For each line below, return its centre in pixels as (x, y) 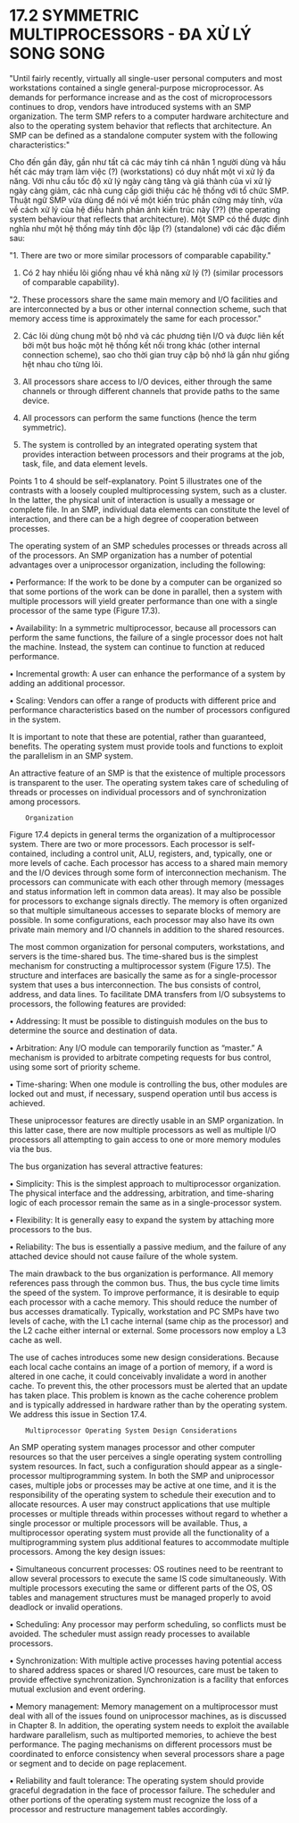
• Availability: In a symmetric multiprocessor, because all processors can (143, 627)
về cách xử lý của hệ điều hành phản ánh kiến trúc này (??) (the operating (145, 209)
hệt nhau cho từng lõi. (62, 364)
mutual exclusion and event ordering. (77, 1689)
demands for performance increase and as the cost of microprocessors (141, 97)
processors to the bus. (50, 1229)
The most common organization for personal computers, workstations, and (147, 946)
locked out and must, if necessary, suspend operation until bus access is (143, 1093)
